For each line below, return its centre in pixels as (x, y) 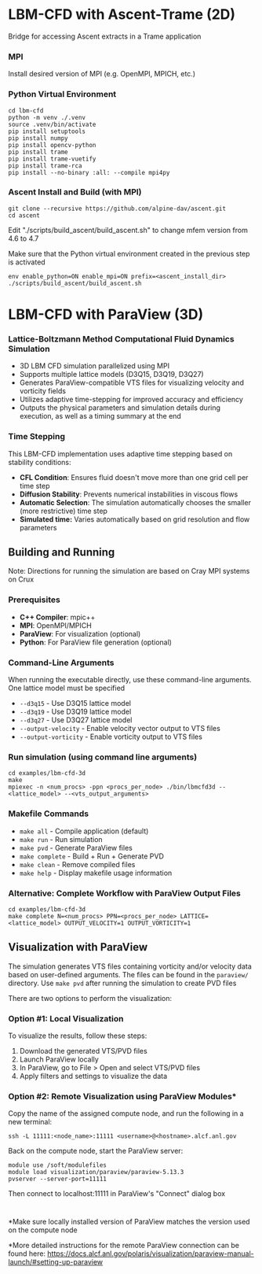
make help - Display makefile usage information (96, 873)
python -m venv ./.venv (47, 117)
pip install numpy (38, 138)
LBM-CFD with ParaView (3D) (106, 314)
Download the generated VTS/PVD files (83, 1051)
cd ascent (24, 215)
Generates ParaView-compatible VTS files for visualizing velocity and (132, 382)
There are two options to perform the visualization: (90, 998)
